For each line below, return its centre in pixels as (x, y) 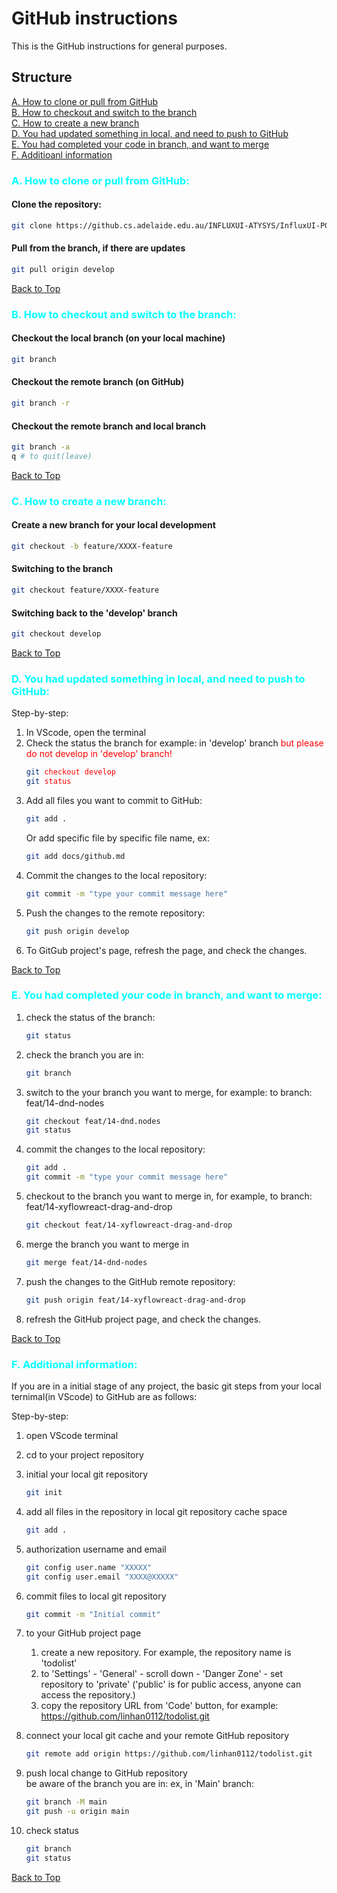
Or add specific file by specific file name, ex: (117, 838)
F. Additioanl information (62, 154)
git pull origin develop (63, 269)
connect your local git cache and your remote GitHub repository (157, 1736)
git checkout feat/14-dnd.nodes (93, 1121)
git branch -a (41, 447)
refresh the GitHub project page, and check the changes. (143, 1319)
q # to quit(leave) (52, 456)
